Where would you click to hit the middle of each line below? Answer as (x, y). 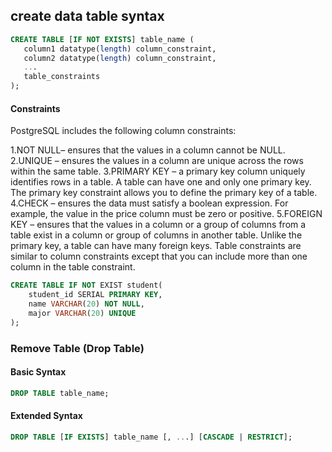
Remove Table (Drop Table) (77, 348)
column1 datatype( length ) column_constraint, (120, 49)
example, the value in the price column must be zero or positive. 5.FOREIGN (166, 214)
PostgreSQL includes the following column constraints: (123, 131)
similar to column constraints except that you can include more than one (159, 256)
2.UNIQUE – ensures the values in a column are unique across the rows (157, 161)
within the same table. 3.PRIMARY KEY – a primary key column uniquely (158, 171)
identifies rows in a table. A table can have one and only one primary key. (161, 182)
